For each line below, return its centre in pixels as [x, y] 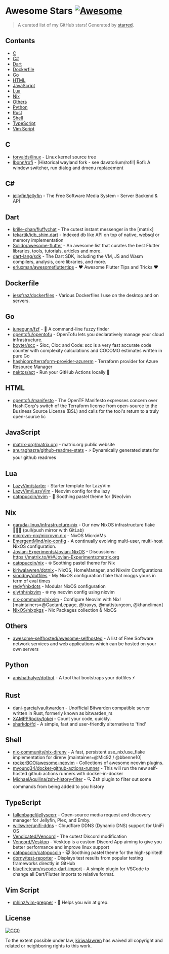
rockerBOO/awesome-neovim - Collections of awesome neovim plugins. [88, 763]
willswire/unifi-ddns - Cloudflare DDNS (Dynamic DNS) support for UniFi [88, 826]
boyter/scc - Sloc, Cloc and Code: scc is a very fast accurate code [82, 345]
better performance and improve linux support [61, 847]
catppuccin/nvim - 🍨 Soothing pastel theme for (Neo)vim [72, 497]
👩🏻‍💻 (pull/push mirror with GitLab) [48, 530]
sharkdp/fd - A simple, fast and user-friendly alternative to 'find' [79, 724]
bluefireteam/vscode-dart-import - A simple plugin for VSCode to [81, 869]
